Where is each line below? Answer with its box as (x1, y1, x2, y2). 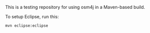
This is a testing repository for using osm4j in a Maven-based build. (5, 4, 145, 10)
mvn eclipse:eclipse (5, 23, 49, 28)
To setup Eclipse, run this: (5, 14, 59, 19)
